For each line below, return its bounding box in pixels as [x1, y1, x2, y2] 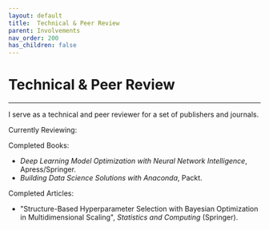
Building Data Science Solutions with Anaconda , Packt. [19, 173, 203, 183]
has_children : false [8, 42, 78, 50]
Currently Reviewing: [8, 125, 78, 135]
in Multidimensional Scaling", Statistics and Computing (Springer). [19, 212, 239, 222]
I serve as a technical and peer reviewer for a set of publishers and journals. [8, 109, 259, 120]
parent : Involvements [8, 26, 81, 34]
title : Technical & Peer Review [8, 19, 120, 27]
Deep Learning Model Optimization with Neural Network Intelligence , [19, 157, 248, 166]
